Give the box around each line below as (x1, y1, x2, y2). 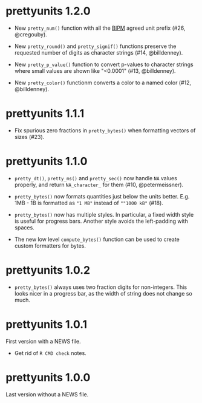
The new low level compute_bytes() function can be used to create (14, 235, 180, 243)
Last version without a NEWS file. (5, 390, 89, 398)
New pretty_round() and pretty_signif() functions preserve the (14, 42, 177, 50)
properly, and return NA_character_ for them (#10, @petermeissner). (14, 181, 184, 188)
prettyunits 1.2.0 (5, 4, 91, 18)
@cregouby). (14, 30, 48, 38)
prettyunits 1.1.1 (5, 107, 85, 121)
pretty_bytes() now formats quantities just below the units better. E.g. (14, 192, 190, 200)
